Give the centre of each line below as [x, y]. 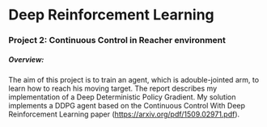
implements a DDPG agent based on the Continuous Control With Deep [127, 106]
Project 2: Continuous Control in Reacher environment [117, 40]
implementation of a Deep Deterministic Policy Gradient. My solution [122, 97]
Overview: [26, 59]
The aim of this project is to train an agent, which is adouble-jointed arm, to [134, 80]
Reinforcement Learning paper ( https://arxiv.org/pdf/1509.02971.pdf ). [124, 114]
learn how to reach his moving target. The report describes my [113, 89]
